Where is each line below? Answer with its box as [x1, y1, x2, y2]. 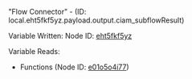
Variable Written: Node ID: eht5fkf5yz [8, 31, 133, 40]
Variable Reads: [8, 47, 60, 56]
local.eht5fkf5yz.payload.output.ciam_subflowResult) [8, 15, 185, 25]
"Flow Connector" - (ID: [8, 7, 87, 16]
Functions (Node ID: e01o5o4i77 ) [19, 62, 130, 72]
